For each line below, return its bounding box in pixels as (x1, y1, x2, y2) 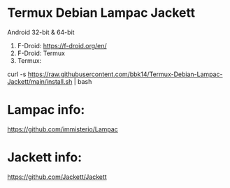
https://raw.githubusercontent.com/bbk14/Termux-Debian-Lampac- (27, 70, 223, 78)
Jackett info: (7, 150, 82, 166)
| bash (73, 77, 92, 85)
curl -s (7, 70, 27, 78)
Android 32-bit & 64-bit (7, 28, 75, 36)
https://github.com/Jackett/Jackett (7, 173, 107, 181)
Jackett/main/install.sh (7, 77, 73, 85)
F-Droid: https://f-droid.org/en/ (17, 41, 107, 50)
